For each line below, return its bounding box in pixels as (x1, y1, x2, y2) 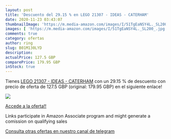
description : (5, 50, 33, 55)
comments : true (5, 31, 38, 36)
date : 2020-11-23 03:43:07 (5, 17, 63, 22)
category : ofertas (5, 36, 44, 41)
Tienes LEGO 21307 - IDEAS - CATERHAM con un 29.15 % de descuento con (5, 78, 166, 85)
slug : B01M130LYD (5, 45, 42, 50)
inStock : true (5, 64, 36, 69)
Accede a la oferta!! (5, 103, 47, 109)
